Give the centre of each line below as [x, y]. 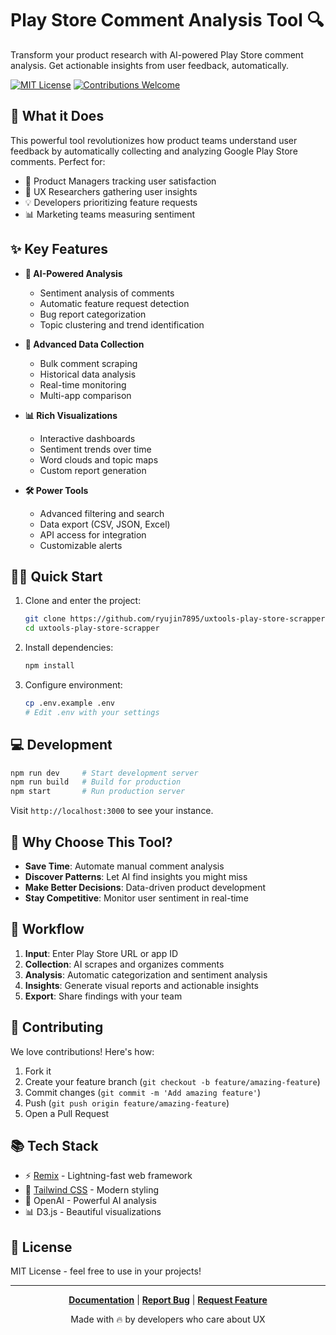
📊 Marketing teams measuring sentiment [110, 214]
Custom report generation [93, 470]
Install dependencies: [69, 648]
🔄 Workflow [47, 929]
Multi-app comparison [85, 395]
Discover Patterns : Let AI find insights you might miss [136, 876]
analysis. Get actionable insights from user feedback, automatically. [150, 65]
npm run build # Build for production [96, 782]
